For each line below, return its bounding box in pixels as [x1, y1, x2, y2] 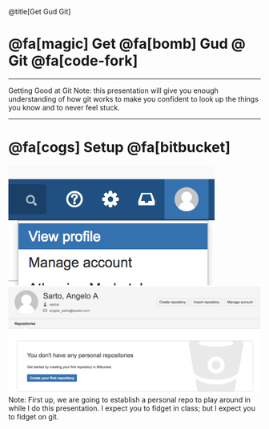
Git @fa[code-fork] [8, 52, 139, 70]
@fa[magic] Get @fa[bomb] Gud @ [8, 35, 246, 53]
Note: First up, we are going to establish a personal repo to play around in [8, 395, 251, 405]
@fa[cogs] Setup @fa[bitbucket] [8, 138, 231, 157]
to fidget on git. [8, 412, 59, 422]
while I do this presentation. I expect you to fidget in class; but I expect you [8, 403, 256, 413]
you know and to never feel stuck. [8, 102, 120, 112]
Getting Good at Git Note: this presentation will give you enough [8, 86, 219, 95]
